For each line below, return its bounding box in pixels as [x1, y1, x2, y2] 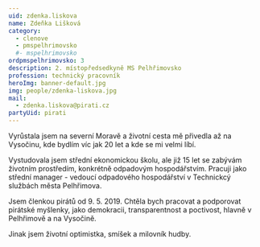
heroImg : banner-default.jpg [8, 79, 106, 87]
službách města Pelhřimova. [8, 181, 102, 190]
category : [8, 27, 42, 35]
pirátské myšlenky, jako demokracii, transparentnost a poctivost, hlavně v [8, 205, 252, 214]
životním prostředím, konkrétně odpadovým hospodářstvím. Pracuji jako [8, 164, 247, 173]
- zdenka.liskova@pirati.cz [15, 101, 110, 109]
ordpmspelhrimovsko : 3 [8, 57, 85, 65]
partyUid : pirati [8, 109, 67, 117]
